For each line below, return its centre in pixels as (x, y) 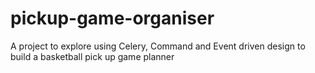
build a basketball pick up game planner (92, 56)
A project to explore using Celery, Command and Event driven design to (158, 46)
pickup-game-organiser (112, 18)
